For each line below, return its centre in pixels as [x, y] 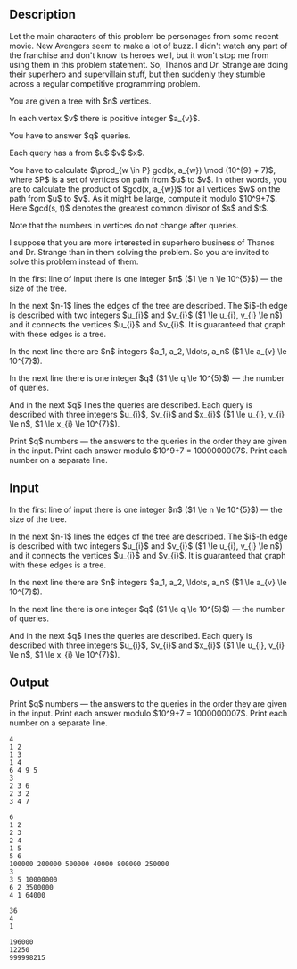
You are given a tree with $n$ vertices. [80, 101]
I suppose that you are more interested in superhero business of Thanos [142, 242]
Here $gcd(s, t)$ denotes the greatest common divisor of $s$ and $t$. [139, 208]
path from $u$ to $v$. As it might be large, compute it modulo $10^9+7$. [144, 198]
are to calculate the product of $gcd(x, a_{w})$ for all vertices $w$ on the [145, 189]
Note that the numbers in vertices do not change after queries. [124, 225]
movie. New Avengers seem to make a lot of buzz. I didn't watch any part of [148, 46]
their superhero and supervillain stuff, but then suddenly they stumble [137, 74]
